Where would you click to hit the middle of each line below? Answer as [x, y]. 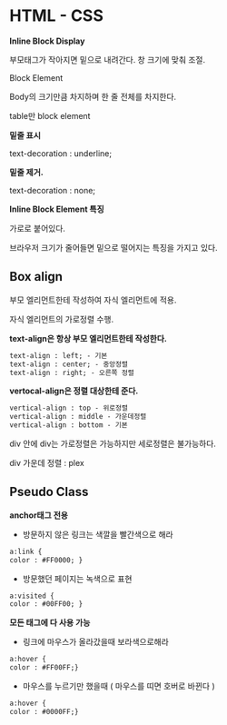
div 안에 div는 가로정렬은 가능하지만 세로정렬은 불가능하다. [113, 443]
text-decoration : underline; [60, 153]
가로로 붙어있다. [38, 228]
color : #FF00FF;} [44, 668]
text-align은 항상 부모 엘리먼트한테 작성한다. [89, 338]
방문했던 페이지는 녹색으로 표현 [77, 579]
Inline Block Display [47, 41]
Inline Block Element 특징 [57, 209]
